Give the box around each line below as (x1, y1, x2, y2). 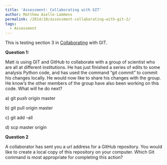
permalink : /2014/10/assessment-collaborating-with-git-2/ (5, 16, 131, 21)
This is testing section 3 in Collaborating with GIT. (5, 39, 107, 45)
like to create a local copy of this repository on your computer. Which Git (5, 149, 154, 155)
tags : (5, 21, 16, 26)
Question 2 (5, 134, 29, 140)
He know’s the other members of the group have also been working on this (5, 80, 159, 86)
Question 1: (5, 49, 29, 55)
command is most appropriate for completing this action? (5, 154, 123, 160)
